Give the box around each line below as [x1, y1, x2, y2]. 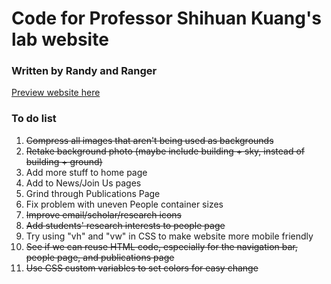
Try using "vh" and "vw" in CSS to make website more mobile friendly [25, 230, 314, 242]
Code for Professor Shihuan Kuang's [11, 7, 322, 30]
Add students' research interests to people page [25, 219, 226, 231]
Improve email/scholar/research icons [25, 208, 182, 221]
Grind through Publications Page [25, 187, 161, 199]
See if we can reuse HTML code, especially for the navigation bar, [25, 240, 298, 252]
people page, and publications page [25, 251, 175, 263]
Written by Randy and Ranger [11, 64, 158, 78]
